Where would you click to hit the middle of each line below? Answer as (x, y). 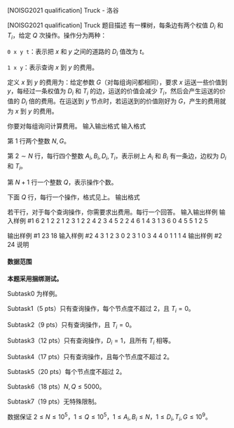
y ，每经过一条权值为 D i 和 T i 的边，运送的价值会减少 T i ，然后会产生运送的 (113, 92)
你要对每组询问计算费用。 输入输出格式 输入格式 (76, 126)
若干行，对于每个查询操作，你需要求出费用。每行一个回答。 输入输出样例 (112, 212)
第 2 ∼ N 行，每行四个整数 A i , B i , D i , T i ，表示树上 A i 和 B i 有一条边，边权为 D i (117, 156)
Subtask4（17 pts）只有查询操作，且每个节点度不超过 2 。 (90, 357)
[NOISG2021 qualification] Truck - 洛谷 (63, 10)
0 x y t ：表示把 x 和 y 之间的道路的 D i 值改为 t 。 (78, 52)
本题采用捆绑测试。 (35, 279)
